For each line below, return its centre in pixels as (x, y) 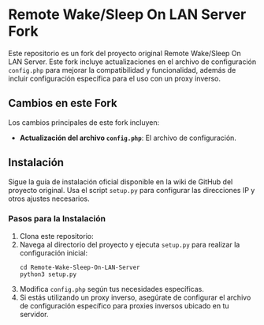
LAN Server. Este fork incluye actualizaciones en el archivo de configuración (132, 62)
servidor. (34, 314)
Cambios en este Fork (63, 103)
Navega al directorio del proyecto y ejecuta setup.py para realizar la (130, 244)
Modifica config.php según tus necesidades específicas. (112, 289)
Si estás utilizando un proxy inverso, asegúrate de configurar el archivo (135, 297)
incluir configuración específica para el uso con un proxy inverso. (114, 78)
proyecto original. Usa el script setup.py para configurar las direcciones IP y (132, 190)
